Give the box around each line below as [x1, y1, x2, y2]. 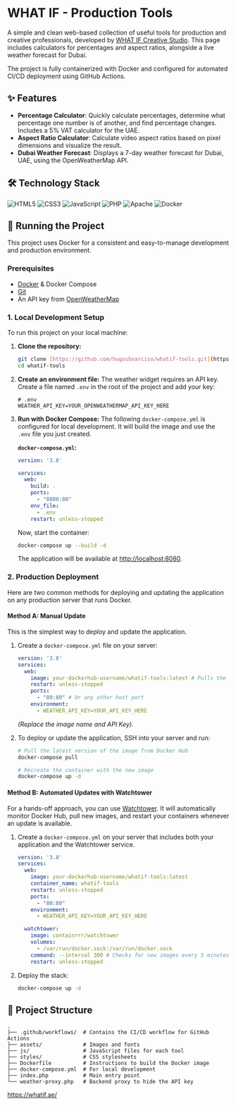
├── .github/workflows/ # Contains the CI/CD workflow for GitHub [7, 1029, 210, 1036]
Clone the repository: [17, 342, 82, 350]
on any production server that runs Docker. [7, 596, 132, 604]
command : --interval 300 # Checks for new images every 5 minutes [30, 952, 230, 959]
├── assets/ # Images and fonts [7, 1041, 140, 1048]
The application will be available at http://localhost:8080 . [17, 555, 182, 563]
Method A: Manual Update [7, 612, 86, 620]
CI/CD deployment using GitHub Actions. [7, 72, 126, 80]
